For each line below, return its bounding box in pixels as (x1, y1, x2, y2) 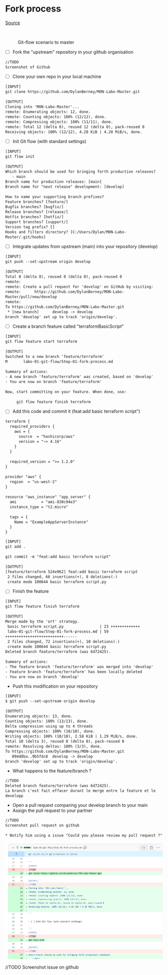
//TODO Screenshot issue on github (5, 964, 79, 970)
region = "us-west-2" (10, 479, 57, 485)
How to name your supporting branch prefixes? (5, 194, 104, 199)
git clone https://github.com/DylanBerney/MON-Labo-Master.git (5, 89, 140, 95)
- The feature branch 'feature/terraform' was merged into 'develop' (5, 664, 154, 669)
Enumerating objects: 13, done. (5, 714, 73, 719)
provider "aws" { (5, 474, 42, 480)
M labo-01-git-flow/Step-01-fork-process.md (5, 359, 113, 364)
